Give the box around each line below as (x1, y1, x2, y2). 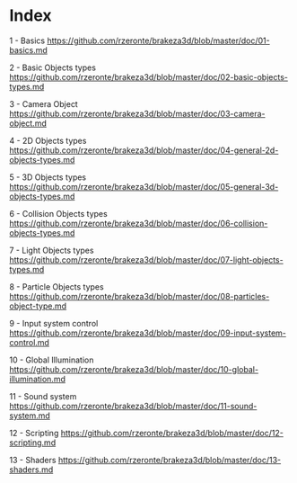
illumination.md (9, 373, 66, 384)
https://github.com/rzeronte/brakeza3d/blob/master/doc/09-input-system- (9, 327, 287, 338)
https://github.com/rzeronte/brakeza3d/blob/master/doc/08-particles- (9, 291, 270, 301)
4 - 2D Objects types (9, 135, 87, 146)
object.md (9, 118, 47, 129)
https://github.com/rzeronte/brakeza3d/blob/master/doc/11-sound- (9, 400, 258, 411)
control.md (9, 336, 49, 347)
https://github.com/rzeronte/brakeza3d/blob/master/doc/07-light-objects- (9, 254, 284, 265)
